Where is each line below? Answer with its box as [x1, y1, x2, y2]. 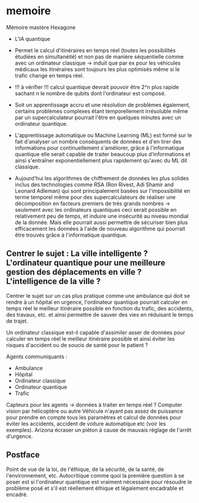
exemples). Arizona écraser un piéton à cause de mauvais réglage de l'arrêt [6, 426, 192, 434]
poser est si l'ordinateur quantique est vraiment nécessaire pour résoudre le [6, 478, 192, 485]
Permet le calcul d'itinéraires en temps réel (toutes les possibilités [14, 46, 176, 54]
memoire [6, 4, 51, 18]
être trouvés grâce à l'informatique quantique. [14, 231, 128, 238]
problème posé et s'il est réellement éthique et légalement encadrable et [6, 485, 184, 492]
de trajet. [6, 317, 29, 324]
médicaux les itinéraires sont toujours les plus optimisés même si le [14, 65, 180, 72]
